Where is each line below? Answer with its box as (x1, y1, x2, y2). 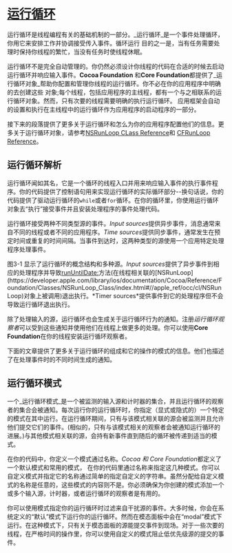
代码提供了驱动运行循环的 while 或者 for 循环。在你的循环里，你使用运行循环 (7, 196, 219, 204)
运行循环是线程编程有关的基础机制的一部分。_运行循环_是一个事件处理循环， (7, 30, 224, 39)
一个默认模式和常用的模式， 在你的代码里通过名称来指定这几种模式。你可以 (7, 463, 220, 472)
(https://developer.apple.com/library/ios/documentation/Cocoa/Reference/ (7, 276, 219, 284)
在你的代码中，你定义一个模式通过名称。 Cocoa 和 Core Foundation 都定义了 (7, 455, 222, 463)
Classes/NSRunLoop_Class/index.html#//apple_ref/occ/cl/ (37, 283, 202, 291)
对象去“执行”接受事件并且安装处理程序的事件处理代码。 (7, 205, 164, 213)
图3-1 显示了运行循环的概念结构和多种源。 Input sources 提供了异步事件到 (7, 260, 213, 268)
